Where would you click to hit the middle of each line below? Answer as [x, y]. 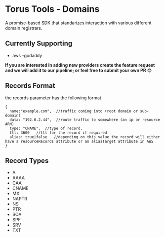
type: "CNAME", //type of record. [46, 128]
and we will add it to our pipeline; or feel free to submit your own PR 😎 [79, 70]
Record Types [27, 161]
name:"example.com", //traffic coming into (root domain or [74, 111]
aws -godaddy [27, 55]
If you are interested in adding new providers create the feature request [80, 65]
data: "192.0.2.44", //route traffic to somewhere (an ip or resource [85, 119]
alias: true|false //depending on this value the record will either [85, 137]
